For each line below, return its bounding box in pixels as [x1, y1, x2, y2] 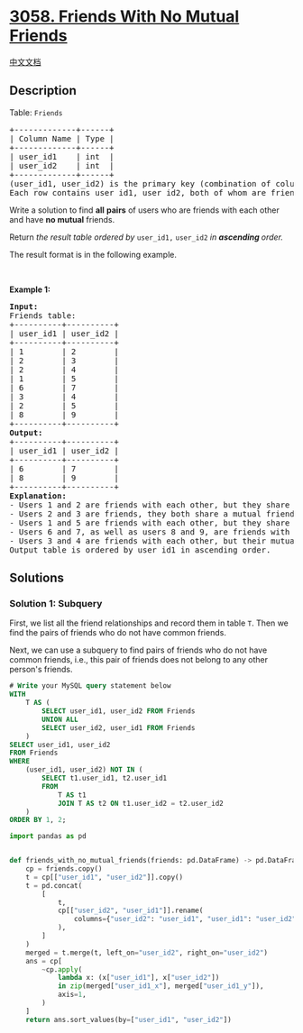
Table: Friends [9, 106, 63, 118]
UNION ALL [41, 715, 78, 724]
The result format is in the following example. [9, 249, 178, 260]
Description [9, 83, 77, 98]
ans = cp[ [25, 956, 63, 965]
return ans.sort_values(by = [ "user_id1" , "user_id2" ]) [25, 1015, 232, 1024]
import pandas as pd [9, 832, 87, 841]
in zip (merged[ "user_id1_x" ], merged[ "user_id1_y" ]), [57, 982, 264, 991]
